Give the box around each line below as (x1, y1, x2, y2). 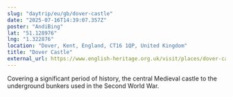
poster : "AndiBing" (7, 23, 64, 30)
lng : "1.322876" (7, 36, 54, 43)
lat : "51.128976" (7, 29, 58, 37)
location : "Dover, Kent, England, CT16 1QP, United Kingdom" (7, 42, 188, 49)
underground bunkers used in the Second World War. (7, 81, 159, 90)
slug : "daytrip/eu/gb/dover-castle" (7, 10, 113, 17)
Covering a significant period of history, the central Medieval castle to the (7, 74, 217, 82)
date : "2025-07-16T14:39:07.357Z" (7, 17, 107, 24)
